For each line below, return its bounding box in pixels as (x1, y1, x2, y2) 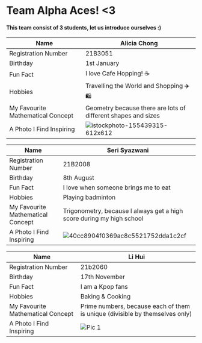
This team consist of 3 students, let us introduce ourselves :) (6, 24, 162, 31)
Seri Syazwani (107, 146, 149, 154)
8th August (63, 174, 94, 182)
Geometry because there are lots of (85, 104, 186, 112)
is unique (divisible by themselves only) (80, 310, 192, 318)
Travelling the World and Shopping (85, 82, 183, 90)
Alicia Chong (120, 39, 158, 48)
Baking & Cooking (80, 292, 131, 301)
